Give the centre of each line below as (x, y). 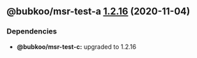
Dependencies (32, 31)
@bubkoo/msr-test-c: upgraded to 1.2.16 (76, 46)
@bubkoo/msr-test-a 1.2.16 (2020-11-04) (98, 12)
